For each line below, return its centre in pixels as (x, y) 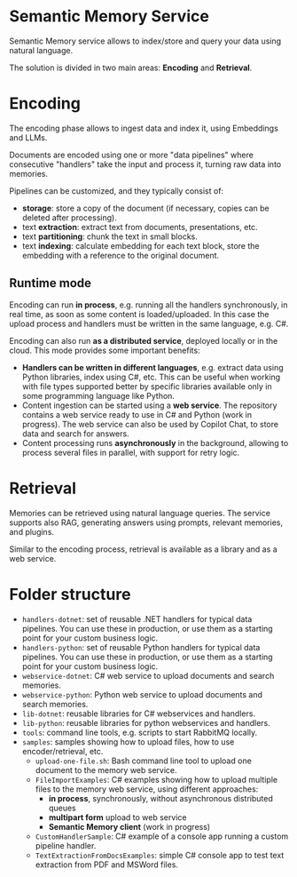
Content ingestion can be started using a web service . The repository (149, 405)
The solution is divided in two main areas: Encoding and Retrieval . (131, 68)
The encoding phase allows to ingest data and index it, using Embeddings (144, 128)
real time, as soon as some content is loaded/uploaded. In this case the (139, 314)
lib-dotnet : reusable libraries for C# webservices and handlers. (138, 714)
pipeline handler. (66, 845)
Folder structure (70, 594)
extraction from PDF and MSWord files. (107, 865)
